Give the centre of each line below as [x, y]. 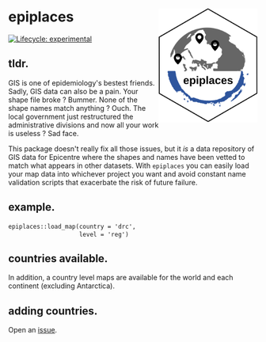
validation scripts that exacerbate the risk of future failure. [103, 182]
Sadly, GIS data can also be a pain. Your [73, 91]
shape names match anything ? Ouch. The [77, 108]
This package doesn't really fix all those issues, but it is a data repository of [131, 148]
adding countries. [53, 311]
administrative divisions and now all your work [84, 125]
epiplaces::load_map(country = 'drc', [72, 226]
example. [32, 207]
